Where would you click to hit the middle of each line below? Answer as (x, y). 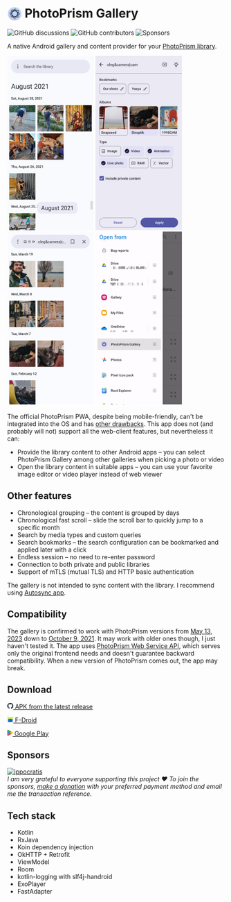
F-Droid (26, 720)
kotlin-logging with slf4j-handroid (65, 877)
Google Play (31, 733)
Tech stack (31, 816)
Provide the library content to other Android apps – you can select (111, 452)
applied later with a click (52, 550)
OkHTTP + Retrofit (44, 855)
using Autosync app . (37, 593)
